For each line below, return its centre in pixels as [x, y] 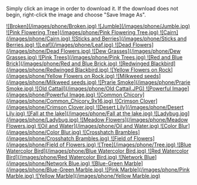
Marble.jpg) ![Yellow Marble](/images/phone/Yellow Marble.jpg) [83, 176]
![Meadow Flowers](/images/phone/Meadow [134, 120]
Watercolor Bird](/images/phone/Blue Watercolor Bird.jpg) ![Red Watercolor [98, 151]
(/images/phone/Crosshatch [40, 138]
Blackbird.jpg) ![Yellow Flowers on [116, 70]
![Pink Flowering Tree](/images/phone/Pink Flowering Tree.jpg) [82, 32]
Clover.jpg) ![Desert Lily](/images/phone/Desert [126, 107]
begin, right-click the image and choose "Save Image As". [76, 15]
